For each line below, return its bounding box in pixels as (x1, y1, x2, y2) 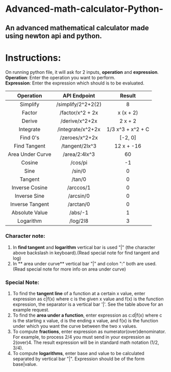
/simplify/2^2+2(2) (56, 100, 102, 108)
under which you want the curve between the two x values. (12, 323, 138, 329)
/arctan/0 (67, 200, 90, 208)
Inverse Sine (14, 192, 45, 199)
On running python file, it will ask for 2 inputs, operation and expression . (5, 69, 159, 75)
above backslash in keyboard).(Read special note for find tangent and (12, 250, 160, 256)
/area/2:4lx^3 (63, 151, 95, 158)
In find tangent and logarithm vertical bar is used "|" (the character (12, 244, 156, 250)
